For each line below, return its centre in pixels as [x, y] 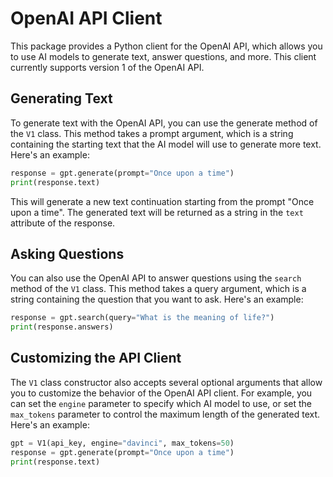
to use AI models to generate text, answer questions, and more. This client [163, 56]
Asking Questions [67, 253]
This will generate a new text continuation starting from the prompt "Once [162, 201]
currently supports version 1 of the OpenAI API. [107, 67]
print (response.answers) [62, 327]
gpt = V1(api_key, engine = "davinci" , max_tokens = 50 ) [122, 443]
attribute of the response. [63, 223]
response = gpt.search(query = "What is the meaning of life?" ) [142, 318]
